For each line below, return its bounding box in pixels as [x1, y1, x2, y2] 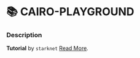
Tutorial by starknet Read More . [6, 45, 89, 52]
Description [6, 31, 42, 40]
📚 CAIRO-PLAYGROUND [6, 5, 134, 19]
